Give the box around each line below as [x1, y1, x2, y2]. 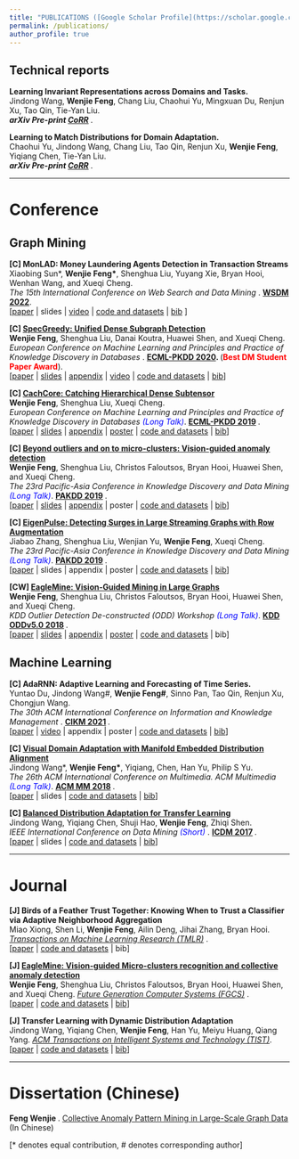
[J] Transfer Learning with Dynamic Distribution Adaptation [9, 1015, 234, 1025]
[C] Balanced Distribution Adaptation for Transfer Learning [9, 808, 231, 818]
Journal [9, 876, 68, 896]
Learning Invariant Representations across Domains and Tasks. [9, 86, 249, 97]
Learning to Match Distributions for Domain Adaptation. [9, 132, 220, 143]
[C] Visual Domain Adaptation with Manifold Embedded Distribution [9, 743, 264, 754]
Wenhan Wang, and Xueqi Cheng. [9, 278, 133, 289]
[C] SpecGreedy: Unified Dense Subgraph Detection [9, 323, 206, 334]
